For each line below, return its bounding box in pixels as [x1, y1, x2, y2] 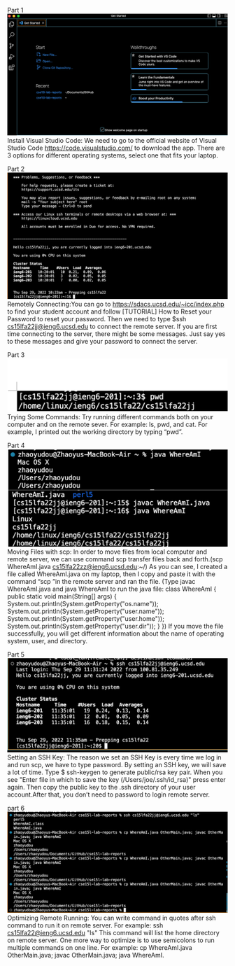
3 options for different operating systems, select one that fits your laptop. [7, 151, 219, 160]
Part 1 [7, 6, 24, 14]
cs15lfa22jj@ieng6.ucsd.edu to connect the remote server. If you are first [7, 322, 218, 330]
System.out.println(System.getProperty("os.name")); [7, 600, 159, 608]
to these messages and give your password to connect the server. [7, 337, 198, 345]
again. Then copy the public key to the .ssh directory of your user [7, 783, 196, 792]
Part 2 [7, 164, 25, 174]
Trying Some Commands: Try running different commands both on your [7, 413, 213, 421]
